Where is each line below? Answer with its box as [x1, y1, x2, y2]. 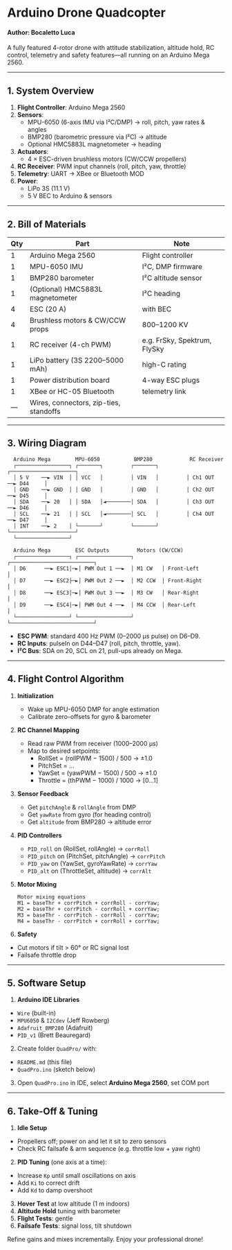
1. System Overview [7, 85, 95, 96]
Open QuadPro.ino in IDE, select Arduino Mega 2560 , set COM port [17, 1079, 209, 1087]
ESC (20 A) [30, 304, 67, 314]
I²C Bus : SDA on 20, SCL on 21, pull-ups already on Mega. [17, 646, 183, 654]
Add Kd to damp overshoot [17, 1186, 93, 1195]
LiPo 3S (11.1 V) [27, 184, 70, 193]
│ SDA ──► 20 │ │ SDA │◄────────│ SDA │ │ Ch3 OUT [13, 498, 215, 505]
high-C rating [142, 360, 186, 370]
